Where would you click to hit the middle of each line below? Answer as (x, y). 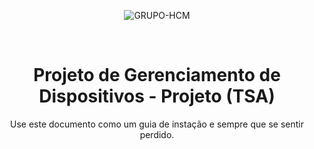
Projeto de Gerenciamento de (157, 75)
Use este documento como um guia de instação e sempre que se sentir (157, 124)
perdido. (157, 134)
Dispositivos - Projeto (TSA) (157, 96)
